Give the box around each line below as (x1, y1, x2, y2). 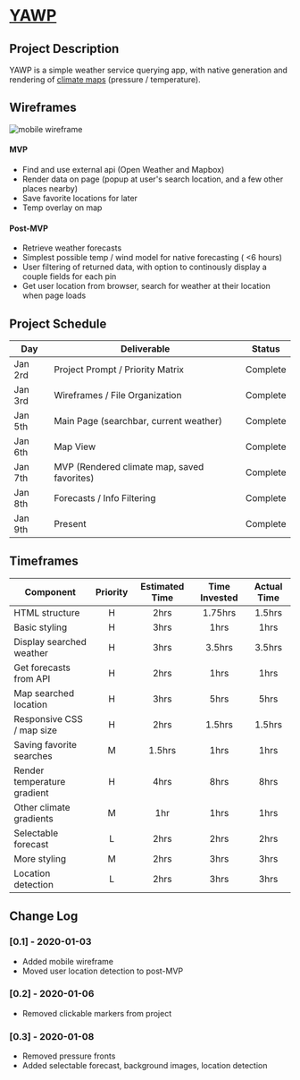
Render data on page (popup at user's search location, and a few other (21, 174, 284, 184)
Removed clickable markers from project (21, 1008, 172, 1018)
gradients (13, 812, 54, 824)
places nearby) (21, 183, 79, 194)
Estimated (140, 580, 185, 592)
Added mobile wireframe (21, 956, 114, 966)
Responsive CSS (13, 712, 83, 725)
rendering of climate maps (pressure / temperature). (9, 74, 201, 85)
